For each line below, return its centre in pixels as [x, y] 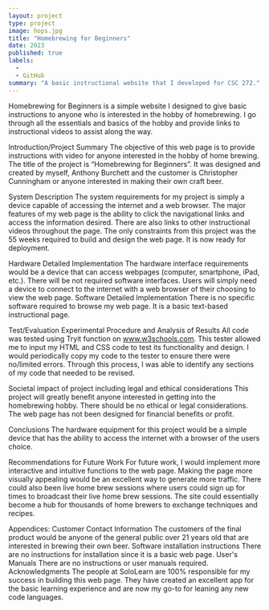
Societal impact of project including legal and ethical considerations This [128, 388]
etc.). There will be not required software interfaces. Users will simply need [132, 280]
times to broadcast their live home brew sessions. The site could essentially [134, 496]
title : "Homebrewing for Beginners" [69, 38]
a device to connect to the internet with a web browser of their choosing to [132, 289]
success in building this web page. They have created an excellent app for [131, 579]
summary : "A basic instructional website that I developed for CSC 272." [134, 83]
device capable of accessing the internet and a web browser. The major [127, 205]
